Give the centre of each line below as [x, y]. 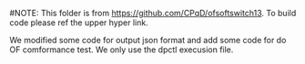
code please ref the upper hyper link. [79, 23]
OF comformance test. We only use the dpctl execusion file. [122, 50]
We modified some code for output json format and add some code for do [148, 40]
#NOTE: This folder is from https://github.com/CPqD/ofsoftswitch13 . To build [153, 13]
